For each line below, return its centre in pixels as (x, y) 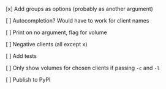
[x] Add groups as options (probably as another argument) (80, 9)
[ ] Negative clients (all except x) (47, 44)
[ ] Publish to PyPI (28, 80)
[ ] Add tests (21, 56)
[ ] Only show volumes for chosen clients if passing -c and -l (83, 68)
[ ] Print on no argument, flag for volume (57, 32)
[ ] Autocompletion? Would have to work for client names (77, 20)
